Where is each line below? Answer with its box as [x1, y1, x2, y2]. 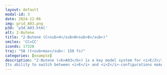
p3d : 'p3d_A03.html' [5, 26, 48, 31]
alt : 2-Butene [5, 30, 35, 35]
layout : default [5, 7, 39, 12]
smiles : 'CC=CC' [5, 39, 39, 44]
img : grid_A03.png [5, 21, 43, 26]
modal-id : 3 [5, 12, 30, 17]
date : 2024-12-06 [5, 16, 41, 21]
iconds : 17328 [5, 44, 35, 49]
